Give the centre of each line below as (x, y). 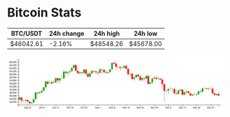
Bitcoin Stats (44, 13)
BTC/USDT (27, 34)
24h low (145, 34)
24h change (67, 34)
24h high (107, 34)
